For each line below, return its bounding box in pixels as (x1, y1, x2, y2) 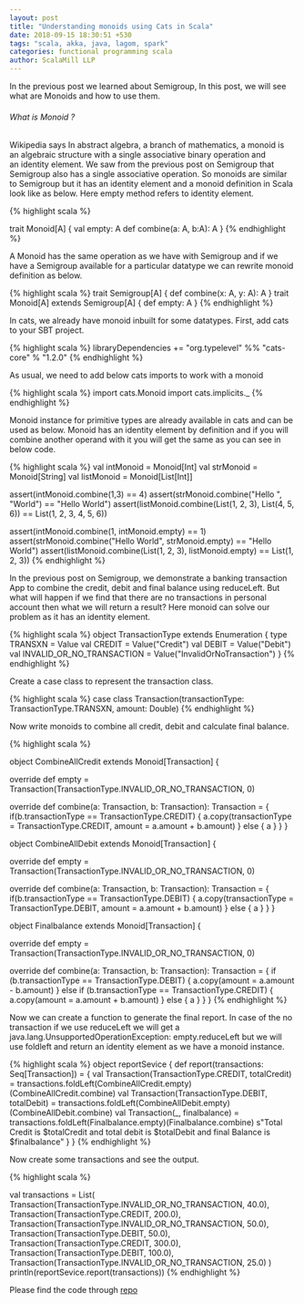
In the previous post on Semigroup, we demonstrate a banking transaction (9, 573, 288, 584)
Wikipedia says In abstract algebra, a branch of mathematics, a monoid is (9, 140, 285, 150)
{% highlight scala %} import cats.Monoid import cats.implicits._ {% (9, 388, 264, 398)
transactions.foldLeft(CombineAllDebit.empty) (57, 1098, 230, 1109)
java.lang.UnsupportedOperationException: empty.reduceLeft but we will (9, 1031, 282, 1042)
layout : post (9, 13, 59, 23)
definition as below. (9, 270, 83, 281)
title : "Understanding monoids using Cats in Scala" (9, 22, 214, 31)
